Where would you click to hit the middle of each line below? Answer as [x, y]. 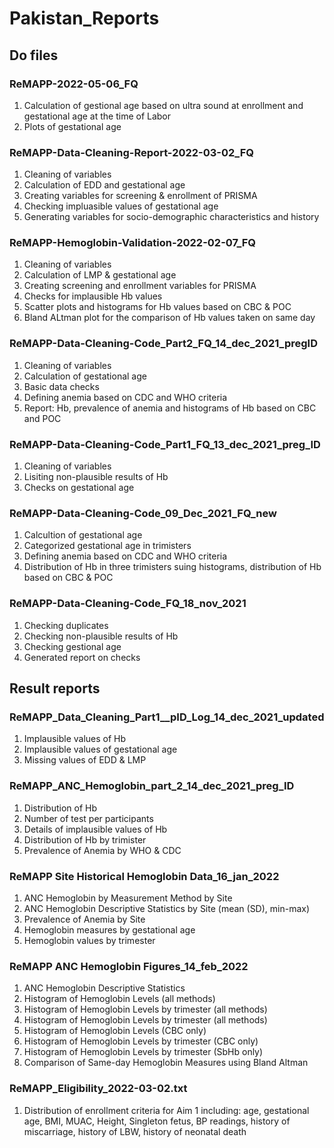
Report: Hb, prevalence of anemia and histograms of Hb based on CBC [170, 408]
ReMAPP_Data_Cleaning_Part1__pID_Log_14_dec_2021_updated [167, 717]
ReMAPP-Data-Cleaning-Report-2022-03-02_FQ [131, 152]
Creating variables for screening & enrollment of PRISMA [140, 196]
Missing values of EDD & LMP [85, 760]
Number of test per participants [88, 818]
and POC [42, 418]
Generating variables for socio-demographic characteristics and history [171, 217]
